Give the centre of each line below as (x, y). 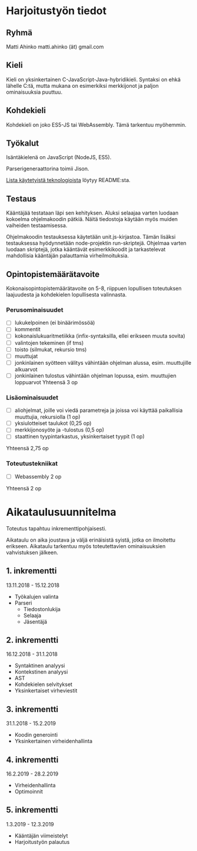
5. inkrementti (32, 810)
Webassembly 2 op (38, 476)
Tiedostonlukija (42, 609)
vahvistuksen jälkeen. (32, 552)
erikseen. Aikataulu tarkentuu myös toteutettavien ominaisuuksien (86, 546)
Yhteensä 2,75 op (27, 448)
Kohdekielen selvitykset (43, 684)
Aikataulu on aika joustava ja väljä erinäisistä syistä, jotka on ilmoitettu (91, 540)
